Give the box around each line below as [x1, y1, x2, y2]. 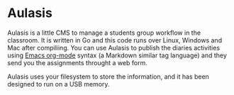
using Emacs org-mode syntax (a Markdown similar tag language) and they [7, 51, 227, 60]
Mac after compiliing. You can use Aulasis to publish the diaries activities [7, 43, 221, 52]
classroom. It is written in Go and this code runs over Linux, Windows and [7, 35, 222, 44]
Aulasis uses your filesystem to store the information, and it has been [7, 72, 209, 81]
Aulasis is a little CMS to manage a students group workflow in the [7, 28, 201, 37]
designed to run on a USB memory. [7, 79, 110, 88]
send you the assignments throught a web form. [7, 58, 147, 67]
